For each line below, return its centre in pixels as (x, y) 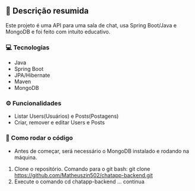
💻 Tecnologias (28, 47)
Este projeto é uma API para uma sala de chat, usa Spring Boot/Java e (91, 25)
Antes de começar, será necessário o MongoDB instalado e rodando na (102, 151)
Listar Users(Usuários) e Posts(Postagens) (66, 116)
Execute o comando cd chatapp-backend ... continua (79, 181)
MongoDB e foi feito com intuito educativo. (58, 32)
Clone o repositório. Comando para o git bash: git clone (82, 169)
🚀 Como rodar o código (39, 138)
